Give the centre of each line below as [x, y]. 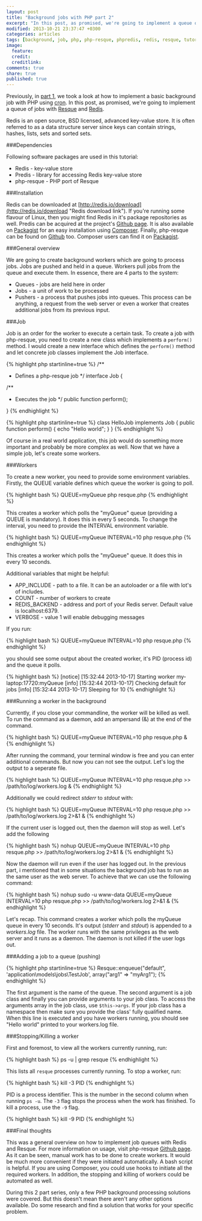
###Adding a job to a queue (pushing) [54, 957]
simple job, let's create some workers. [54, 454]
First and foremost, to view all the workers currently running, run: [87, 1048]
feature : [23, 51]
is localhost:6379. [37, 611]
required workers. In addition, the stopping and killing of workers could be [98, 1175]
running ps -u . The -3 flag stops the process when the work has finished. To [101, 1101]
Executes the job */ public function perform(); [71, 399]
